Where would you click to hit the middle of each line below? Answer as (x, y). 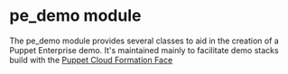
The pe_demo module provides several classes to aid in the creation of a (144, 41)
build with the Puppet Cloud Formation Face (91, 60)
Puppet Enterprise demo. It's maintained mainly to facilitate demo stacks (144, 50)
